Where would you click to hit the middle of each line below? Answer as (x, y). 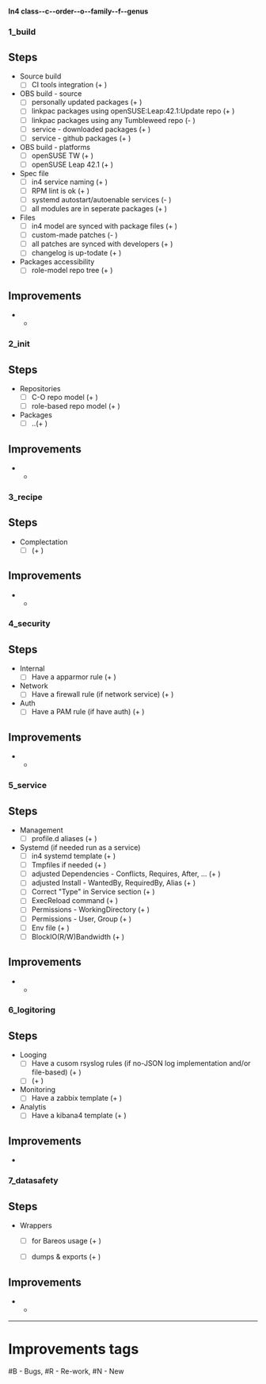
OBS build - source (51, 94)
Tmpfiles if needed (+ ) (69, 865)
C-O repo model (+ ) (65, 397)
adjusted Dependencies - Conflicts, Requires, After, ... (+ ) (126, 874)
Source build (40, 76)
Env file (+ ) (50, 928)
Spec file (34, 173)
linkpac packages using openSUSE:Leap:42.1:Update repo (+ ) (133, 111)
